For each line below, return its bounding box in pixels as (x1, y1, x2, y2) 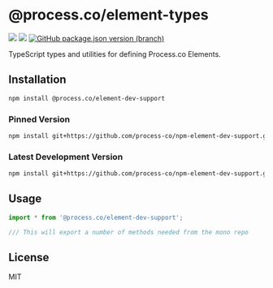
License (8, 250, 50, 264)
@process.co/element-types (8, 6, 209, 24)
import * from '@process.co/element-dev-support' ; (8, 213, 184, 221)
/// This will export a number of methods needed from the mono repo (8, 228, 249, 236)
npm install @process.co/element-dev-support (8, 94, 165, 102)
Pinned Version (8, 114, 71, 125)
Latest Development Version (8, 151, 123, 162)
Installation (8, 73, 67, 87)
